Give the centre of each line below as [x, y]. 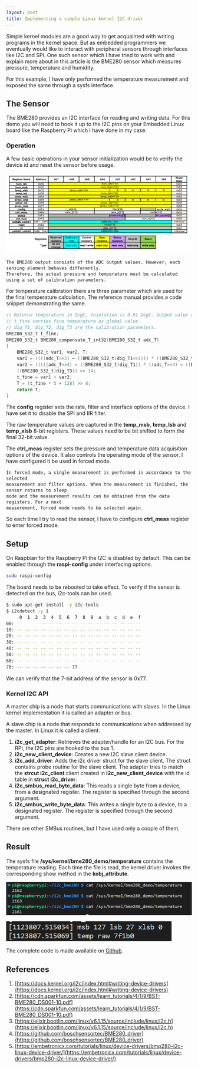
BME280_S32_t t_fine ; [33, 334]
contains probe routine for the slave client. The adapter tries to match [99, 767]
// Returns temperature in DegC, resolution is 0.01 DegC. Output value [97, 315]
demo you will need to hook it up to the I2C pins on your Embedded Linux [95, 124]
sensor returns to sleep [37, 490]
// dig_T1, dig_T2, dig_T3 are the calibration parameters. [82, 327]
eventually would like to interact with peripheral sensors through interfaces [97, 49]
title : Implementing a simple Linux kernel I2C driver [75, 19]
